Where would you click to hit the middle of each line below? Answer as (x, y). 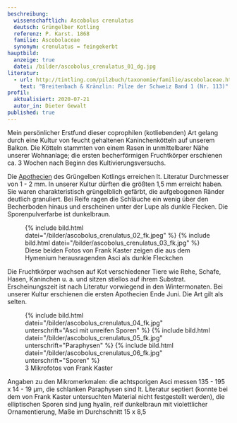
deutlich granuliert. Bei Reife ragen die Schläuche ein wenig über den (108, 199)
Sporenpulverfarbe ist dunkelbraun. (59, 214)
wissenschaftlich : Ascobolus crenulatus (74, 21)
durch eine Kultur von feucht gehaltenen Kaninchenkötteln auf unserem (111, 140)
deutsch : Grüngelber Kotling (56, 27)
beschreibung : (28, 14)
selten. (17, 301)
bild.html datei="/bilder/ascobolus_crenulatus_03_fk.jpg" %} (113, 243)
